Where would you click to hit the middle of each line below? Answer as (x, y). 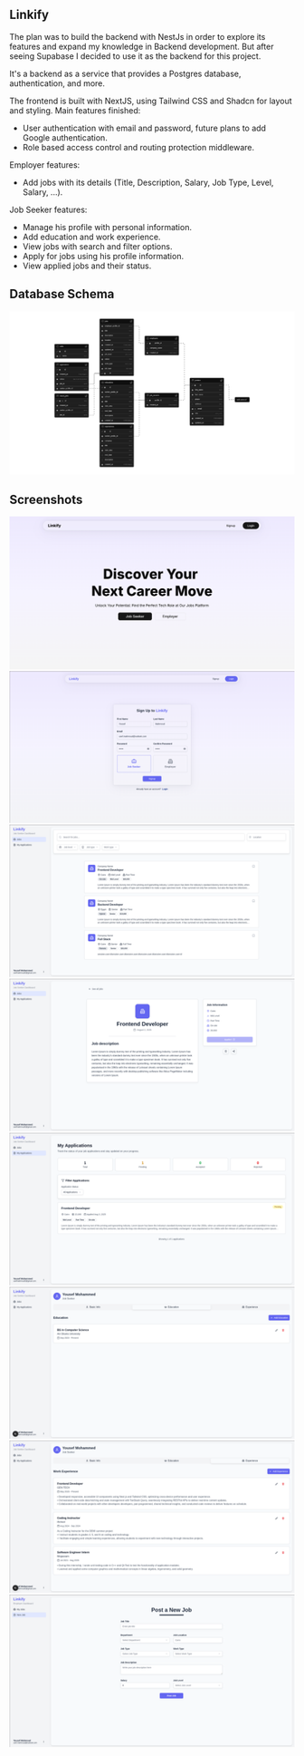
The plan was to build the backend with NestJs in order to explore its (138, 36)
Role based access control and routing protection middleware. (138, 147)
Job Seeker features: (48, 209)
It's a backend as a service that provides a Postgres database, (125, 73)
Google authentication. (65, 137)
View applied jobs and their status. (87, 266)
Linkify (29, 15)
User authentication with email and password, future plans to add (144, 128)
